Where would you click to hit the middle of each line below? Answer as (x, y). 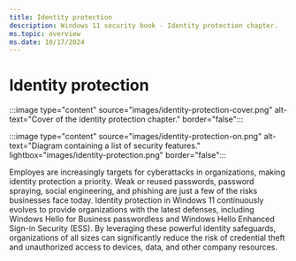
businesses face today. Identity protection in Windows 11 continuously (137, 200)
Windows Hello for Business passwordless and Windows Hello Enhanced (142, 219)
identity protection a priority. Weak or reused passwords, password (132, 182)
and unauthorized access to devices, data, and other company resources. (144, 247)
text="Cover (31, 119)
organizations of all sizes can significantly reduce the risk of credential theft (147, 238)
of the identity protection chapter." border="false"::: (149, 119)
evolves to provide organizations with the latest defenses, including (132, 210)
